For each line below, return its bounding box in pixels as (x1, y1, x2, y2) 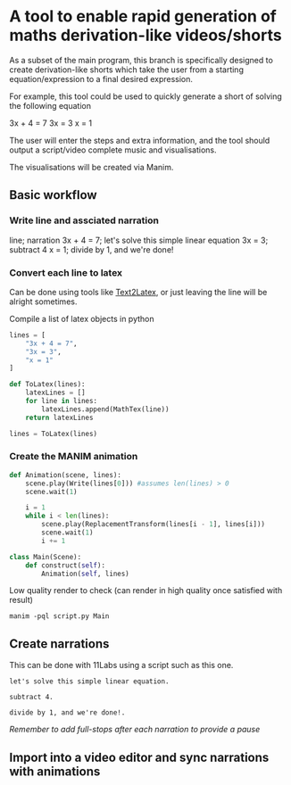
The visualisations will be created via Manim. (9, 161, 174, 172)
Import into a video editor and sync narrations (9, 749, 270, 764)
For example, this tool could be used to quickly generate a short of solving (9, 91, 283, 102)
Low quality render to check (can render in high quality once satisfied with (9, 585, 283, 596)
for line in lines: (25, 397, 98, 406)
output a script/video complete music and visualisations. (9, 145, 217, 155)
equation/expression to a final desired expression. (9, 73, 194, 84)
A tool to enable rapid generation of (9, 6, 277, 27)
